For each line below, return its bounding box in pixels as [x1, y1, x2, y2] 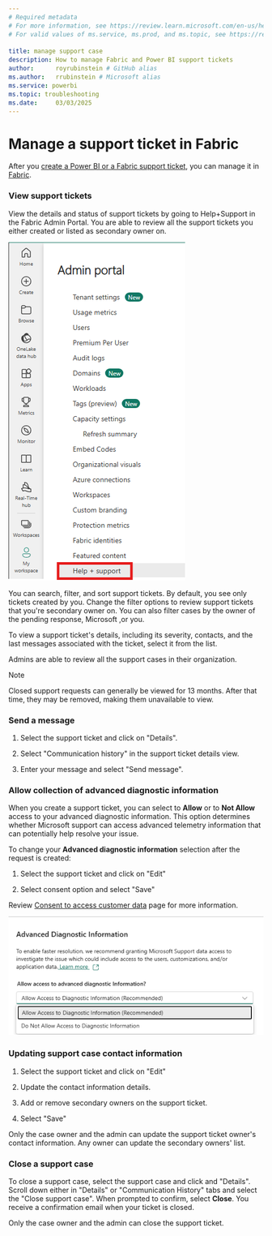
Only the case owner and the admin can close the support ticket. [8, 1218, 224, 1228]
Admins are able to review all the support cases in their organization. [8, 654, 237, 664]
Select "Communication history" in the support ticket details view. [19, 749, 240, 758]
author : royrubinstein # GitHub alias [8, 65, 158, 73]
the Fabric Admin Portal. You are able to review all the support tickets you [8, 217, 253, 227]
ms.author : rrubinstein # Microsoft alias [8, 73, 161, 81]
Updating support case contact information [8, 1048, 183, 1059]
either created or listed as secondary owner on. [8, 225, 168, 235]
